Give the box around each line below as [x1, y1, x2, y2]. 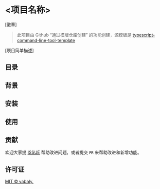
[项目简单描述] [5, 47, 34, 53]
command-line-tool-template [17, 37, 75, 43]
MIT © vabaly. [5, 179, 34, 185]
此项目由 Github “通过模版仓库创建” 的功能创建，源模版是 [17, 32, 132, 38]
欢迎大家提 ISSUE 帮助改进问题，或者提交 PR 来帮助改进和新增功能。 [5, 149, 142, 155]
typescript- [132, 32, 155, 38]
